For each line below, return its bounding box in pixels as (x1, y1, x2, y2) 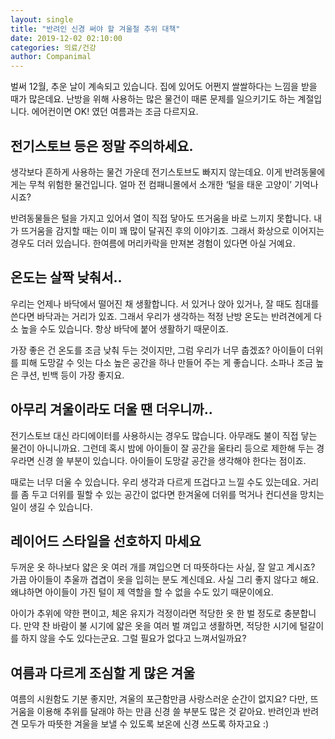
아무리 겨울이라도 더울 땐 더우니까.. (10, 401, 213, 418)
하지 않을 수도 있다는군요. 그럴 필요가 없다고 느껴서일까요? (20, 632, 247, 645)
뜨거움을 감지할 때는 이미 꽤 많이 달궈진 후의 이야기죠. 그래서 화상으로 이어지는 (20, 224, 325, 236)
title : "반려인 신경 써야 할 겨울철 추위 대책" (10, 24, 181, 34)
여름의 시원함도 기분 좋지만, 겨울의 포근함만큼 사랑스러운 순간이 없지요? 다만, (10, 693, 308, 705)
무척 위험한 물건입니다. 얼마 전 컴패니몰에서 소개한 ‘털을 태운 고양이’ (28, 178, 292, 190)
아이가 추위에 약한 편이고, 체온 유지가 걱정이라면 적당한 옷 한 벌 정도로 (10, 607, 282, 620)
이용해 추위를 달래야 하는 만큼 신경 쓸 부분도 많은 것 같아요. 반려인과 (36, 706, 301, 718)
